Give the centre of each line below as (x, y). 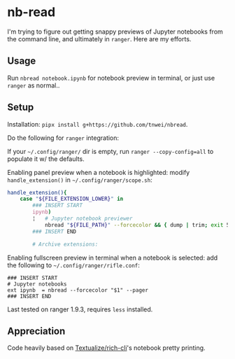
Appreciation (36, 331)
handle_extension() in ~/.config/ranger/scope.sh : (80, 180)
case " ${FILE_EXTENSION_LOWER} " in (72, 199)
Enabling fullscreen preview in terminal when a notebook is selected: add (113, 258)
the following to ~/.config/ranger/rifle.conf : (73, 265)
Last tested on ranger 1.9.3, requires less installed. (80, 309)
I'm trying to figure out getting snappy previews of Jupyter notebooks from (115, 31)
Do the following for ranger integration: (63, 138)
